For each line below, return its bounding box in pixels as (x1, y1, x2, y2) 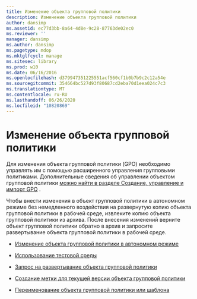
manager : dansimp (6, 36, 49, 42)
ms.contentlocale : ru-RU (6, 92, 68, 97)
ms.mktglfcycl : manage (6, 53, 62, 59)
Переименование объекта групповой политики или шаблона (14, 287, 170, 294)
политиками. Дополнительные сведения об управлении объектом (6, 173, 175, 180)
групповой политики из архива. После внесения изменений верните (6, 216, 181, 224)
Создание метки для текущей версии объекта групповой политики (14, 275, 186, 282)
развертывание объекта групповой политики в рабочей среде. (6, 229, 167, 236)
